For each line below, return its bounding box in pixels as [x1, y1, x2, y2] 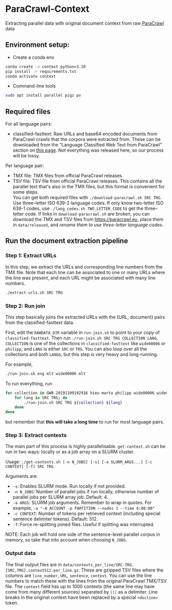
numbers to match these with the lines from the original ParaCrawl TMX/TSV [5, 578, 167, 584]
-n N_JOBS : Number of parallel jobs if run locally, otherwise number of [12, 489, 160, 495]
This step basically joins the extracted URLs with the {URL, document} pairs [5, 314, 165, 320]
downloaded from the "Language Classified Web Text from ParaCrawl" [12, 142, 162, 148]
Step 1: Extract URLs [5, 252, 57, 259]
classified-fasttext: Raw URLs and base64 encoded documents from [12, 131, 158, 137]
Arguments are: [5, 473, 38, 479]
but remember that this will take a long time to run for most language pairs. [5, 419, 165, 425]
